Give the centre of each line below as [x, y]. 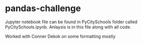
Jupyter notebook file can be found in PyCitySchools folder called [71, 22]
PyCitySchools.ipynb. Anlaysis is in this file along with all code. [68, 27]
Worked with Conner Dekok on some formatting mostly [60, 36]
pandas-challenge [43, 8]
